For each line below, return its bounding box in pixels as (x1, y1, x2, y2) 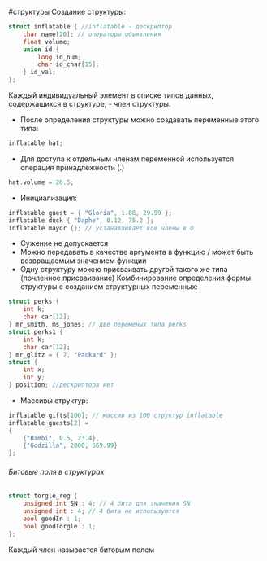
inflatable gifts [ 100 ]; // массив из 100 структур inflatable (8, 411, 223, 419)
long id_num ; (37, 53, 82, 61)
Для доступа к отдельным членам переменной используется (19, 154, 234, 164)
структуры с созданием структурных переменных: (19, 282, 199, 291)
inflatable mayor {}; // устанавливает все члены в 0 (8, 224, 195, 232)
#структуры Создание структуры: (8, 7, 127, 16)
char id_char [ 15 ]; (37, 60, 100, 68)
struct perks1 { (8, 327, 63, 336)
